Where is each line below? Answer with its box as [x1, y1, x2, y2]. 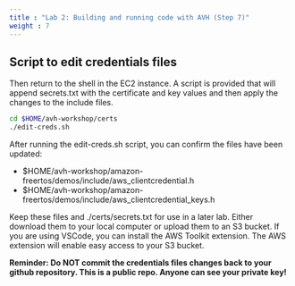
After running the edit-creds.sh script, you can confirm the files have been [9, 139, 283, 150]
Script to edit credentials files [9, 55, 177, 70]
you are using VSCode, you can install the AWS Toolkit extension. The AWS [9, 231, 287, 241]
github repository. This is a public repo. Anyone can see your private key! [9, 267, 288, 278]
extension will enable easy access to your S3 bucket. [9, 240, 205, 251]
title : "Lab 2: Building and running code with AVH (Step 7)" [9, 13, 250, 22]
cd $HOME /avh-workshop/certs [9, 114, 118, 123]
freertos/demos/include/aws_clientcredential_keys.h [21, 194, 215, 206]
